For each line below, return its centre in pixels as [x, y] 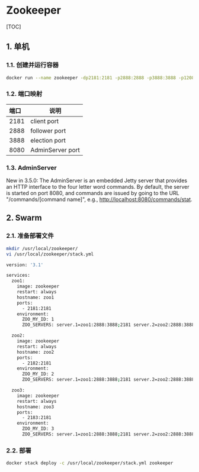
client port [45, 121]
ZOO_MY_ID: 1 [38, 319]
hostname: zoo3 [36, 407]
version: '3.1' [25, 265]
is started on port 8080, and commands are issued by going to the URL [93, 193]
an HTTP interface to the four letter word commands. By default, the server [98, 187]
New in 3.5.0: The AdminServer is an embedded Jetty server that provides [97, 180]
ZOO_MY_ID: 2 [38, 374]
